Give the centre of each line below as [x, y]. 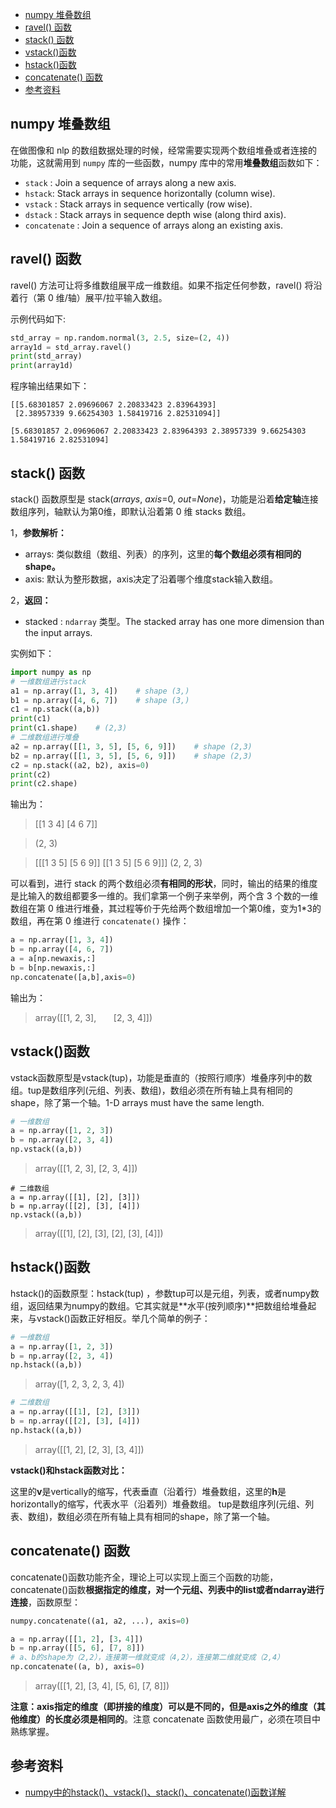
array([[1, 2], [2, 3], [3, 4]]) [89, 1449]
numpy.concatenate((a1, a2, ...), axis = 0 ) [100, 1621]
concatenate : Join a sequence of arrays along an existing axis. [154, 225]
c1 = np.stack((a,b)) [55, 709]
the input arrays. [58, 632]
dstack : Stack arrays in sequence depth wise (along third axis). [155, 214]
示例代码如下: [38, 319]
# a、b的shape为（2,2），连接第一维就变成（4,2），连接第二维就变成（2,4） [147, 1658]
